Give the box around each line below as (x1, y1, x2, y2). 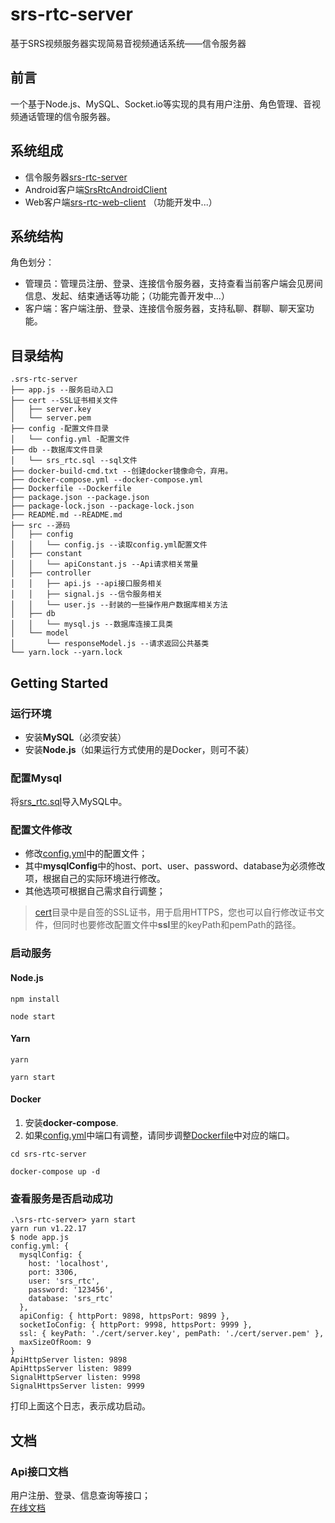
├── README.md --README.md (10, 510, 123, 520)
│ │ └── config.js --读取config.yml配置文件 (10, 540, 208, 550)
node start (10, 1011, 56, 1022)
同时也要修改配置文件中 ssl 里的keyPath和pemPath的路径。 (61, 919, 302, 931)
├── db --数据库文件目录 (10, 445, 103, 455)
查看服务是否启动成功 (10, 1191, 113, 1205)
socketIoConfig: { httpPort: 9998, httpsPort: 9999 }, (19, 1320, 253, 1330)
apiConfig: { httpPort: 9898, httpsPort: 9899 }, (19, 1311, 230, 1322)
